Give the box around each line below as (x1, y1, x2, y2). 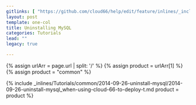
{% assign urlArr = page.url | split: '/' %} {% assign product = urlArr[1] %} (6, 62, 183, 69)
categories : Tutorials (6, 30, 61, 36)
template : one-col (6, 19, 51, 25)
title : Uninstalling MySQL (6, 24, 72, 31)
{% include (6, 79, 33, 86)
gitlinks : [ (6, 8, 35, 15)
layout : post (6, 14, 38, 20)
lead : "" (6, 36, 27, 41)
